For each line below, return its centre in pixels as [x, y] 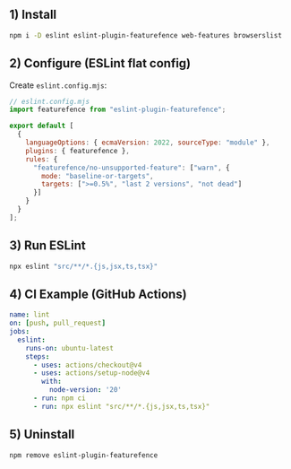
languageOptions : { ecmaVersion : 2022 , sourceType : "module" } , [148, 143]
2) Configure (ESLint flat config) [100, 63]
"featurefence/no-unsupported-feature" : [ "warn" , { [131, 168]
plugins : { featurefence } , [77, 151]
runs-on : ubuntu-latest [70, 348]
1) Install [33, 15]
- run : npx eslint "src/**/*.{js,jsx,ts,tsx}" [121, 406]
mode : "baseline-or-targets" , [98, 176]
